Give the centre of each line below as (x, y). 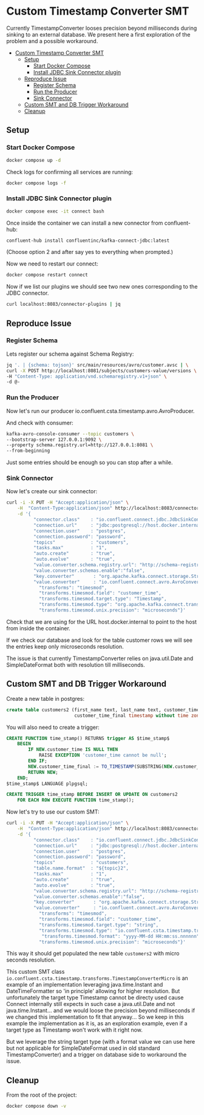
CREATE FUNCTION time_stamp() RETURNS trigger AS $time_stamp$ (88, 738)
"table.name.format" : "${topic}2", (81, 868)
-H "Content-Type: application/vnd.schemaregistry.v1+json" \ (87, 376)
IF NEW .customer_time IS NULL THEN (73, 750)
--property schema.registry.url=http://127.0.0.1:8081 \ (80, 445)
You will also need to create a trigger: (53, 727)
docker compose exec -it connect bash (55, 211)
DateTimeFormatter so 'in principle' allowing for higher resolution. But (93, 991)
